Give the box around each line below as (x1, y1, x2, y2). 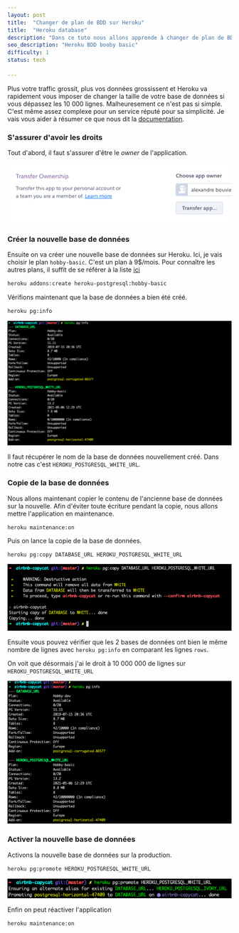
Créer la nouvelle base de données (7, 235, 130, 245)
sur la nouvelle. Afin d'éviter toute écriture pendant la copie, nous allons (7, 501, 218, 510)
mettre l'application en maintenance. (7, 509, 115, 518)
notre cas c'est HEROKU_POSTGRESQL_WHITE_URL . (7, 460, 141, 469)
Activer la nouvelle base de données (7, 834, 136, 844)
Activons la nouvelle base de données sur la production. (7, 851, 172, 859)
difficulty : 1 (7, 49, 50, 56)
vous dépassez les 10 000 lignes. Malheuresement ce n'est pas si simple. (7, 100, 223, 108)
